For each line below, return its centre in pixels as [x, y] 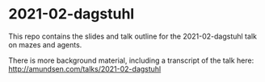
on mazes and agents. [45, 44]
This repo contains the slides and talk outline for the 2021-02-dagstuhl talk [132, 36]
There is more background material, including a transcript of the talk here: [131, 60]
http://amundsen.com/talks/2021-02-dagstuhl [85, 68]
